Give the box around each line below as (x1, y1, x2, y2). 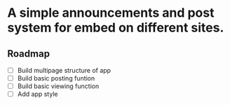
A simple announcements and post (7, 5, 215, 21)
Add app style (17, 90, 58, 99)
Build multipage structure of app (17, 66, 111, 74)
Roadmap (7, 48, 50, 59)
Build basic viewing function (17, 82, 100, 90)
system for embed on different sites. (7, 20, 224, 36)
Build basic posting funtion (17, 74, 95, 83)
